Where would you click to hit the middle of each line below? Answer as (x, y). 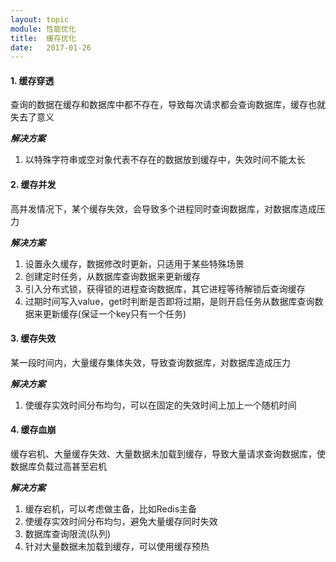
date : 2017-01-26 (51, 47)
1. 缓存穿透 (32, 80)
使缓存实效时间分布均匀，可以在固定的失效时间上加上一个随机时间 (160, 405)
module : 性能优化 (43, 29)
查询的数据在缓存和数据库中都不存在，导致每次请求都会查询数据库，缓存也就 (168, 105)
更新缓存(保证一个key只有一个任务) (114, 313)
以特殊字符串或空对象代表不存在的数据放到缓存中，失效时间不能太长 (165, 160)
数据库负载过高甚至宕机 (58, 467)
